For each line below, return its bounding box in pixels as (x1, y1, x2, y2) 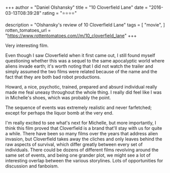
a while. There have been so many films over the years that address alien (5, 131, 158, 136)
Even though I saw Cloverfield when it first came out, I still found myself (5, 52, 156, 58)
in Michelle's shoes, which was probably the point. (5, 95, 111, 101)
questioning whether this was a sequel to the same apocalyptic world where (5, 58, 165, 64)
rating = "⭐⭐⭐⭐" (42, 10, 77, 16)
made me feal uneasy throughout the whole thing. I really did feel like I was (5, 89, 162, 95)
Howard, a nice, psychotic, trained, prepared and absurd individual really (5, 84, 157, 90)
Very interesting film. (5, 43, 49, 48)
